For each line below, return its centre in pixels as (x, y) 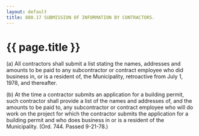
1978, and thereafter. (32, 83)
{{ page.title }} (43, 47)
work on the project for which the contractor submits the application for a (97, 114)
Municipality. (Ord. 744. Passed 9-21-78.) (57, 126)
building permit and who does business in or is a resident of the (85, 120)
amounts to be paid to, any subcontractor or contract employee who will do (100, 107)
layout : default (27, 12)
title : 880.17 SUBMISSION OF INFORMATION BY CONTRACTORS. (81, 17)
